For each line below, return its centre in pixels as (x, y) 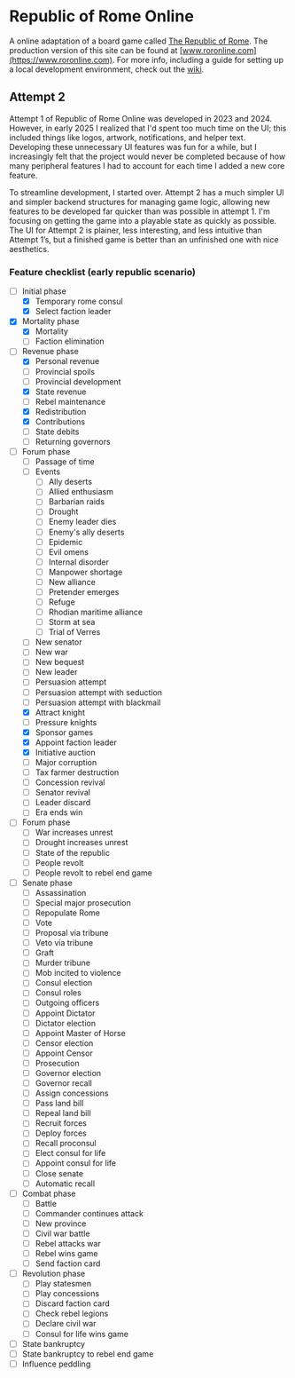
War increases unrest (74, 833)
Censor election (64, 1043)
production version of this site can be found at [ (96, 50)
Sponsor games (64, 732)
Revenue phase (50, 352)
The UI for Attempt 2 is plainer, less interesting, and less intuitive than (136, 230)
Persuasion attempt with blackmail (98, 702)
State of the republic (73, 852)
